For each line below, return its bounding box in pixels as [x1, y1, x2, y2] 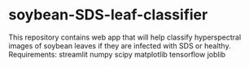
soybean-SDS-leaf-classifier [8, 6, 208, 24]
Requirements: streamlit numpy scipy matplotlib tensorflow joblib [8, 49, 226, 59]
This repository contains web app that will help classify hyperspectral [8, 32, 242, 42]
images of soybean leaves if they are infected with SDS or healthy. [8, 40, 231, 50]
